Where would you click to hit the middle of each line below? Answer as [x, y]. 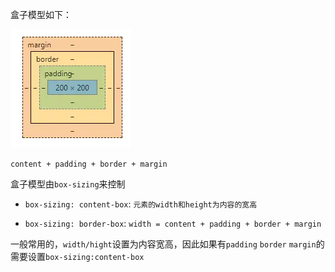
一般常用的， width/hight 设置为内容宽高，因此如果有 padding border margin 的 [167, 244]
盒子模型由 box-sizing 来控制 [68, 184]
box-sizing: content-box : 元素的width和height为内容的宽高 [141, 204]
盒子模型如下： [41, 14]
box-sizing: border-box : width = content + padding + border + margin [173, 223]
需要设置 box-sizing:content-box [77, 256]
